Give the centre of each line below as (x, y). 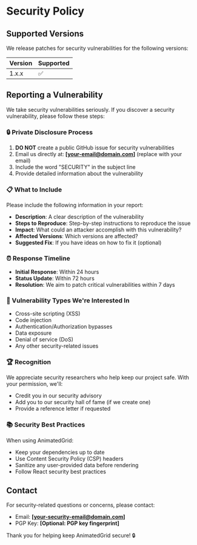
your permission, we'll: (35, 384)
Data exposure (33, 333)
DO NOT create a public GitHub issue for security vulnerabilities (95, 148)
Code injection (33, 320)
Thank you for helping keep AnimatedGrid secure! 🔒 (71, 535)
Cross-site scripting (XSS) (48, 314)
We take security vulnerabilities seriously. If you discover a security (90, 109)
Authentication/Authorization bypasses (64, 327)
